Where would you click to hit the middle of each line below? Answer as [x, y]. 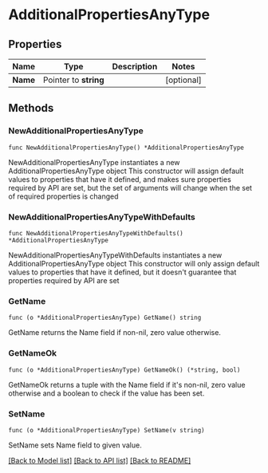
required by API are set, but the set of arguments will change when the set [130, 187]
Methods [31, 108]
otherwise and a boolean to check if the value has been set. [106, 393]
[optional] [183, 80]
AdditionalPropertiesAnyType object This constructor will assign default [126, 171]
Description [135, 67]
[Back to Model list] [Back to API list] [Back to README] [100, 460]
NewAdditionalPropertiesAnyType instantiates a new [95, 162]
